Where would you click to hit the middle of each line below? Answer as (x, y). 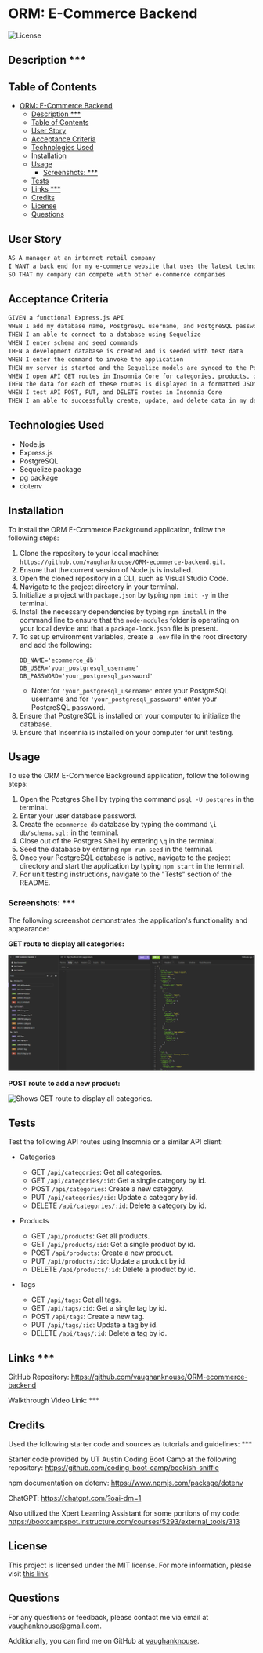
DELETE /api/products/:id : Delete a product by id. (113, 1270)
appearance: (29, 928)
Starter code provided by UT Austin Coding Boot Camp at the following (122, 1459)
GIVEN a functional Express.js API (66, 318)
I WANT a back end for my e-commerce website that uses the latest (121, 266)
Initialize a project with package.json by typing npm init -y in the (124, 594)
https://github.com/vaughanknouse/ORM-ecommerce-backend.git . (122, 561)
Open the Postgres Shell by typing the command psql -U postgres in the (137, 799)
